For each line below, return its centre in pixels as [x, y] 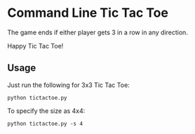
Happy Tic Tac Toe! [35, 46]
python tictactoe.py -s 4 [45, 123]
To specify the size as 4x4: [46, 111]
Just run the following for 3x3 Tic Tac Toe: [68, 85]
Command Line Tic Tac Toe [88, 13]
